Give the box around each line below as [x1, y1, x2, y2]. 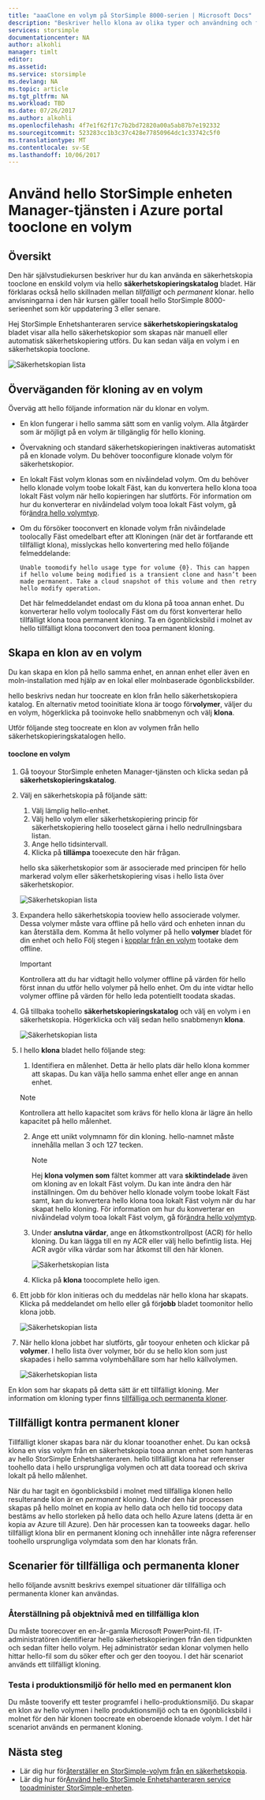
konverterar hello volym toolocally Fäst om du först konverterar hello [19, 607, 242, 616]
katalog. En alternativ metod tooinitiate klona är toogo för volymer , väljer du [8, 699, 252, 708]
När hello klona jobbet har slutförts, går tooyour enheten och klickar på [19, 1338, 250, 1347]
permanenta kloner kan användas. [8, 1589, 120, 1598]
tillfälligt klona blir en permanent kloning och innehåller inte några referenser [8, 1528, 256, 1537]
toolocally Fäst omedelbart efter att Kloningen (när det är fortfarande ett [19, 532, 254, 541]
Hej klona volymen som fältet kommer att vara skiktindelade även [31, 1171, 248, 1180]
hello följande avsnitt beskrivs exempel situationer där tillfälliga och [8, 1580, 226, 1589]
